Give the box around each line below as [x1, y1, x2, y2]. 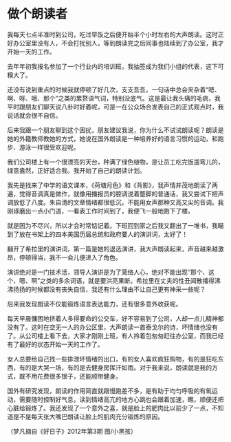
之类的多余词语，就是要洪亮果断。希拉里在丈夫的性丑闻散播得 [40, 276, 215, 284]
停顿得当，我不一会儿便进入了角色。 [19, 253, 122, 262]
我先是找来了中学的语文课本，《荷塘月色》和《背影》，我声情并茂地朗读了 [7, 180, 212, 189]
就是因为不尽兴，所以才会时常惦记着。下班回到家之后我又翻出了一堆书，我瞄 [7, 221, 224, 229]
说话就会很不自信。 [7, 111, 62, 119]
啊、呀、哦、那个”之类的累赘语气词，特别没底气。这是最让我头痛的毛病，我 [7, 94, 221, 102]
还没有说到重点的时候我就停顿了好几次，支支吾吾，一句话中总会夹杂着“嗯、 [7, 85, 221, 94]
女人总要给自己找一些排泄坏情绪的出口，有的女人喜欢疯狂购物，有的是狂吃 [7, 355, 218, 363]
